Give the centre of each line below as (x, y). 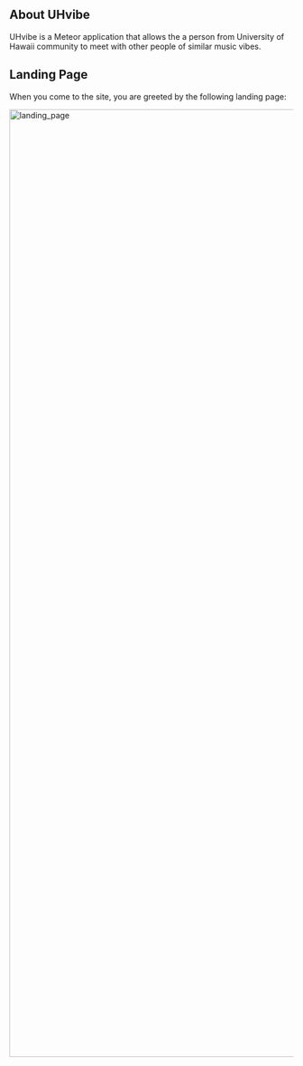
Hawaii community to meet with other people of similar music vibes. (135, 46)
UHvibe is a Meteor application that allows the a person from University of (147, 36)
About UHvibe (50, 15)
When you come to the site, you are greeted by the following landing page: (148, 96)
